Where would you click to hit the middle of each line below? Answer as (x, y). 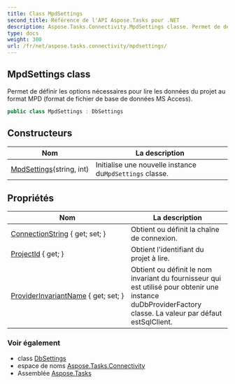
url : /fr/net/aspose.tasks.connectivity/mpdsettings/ (87, 46)
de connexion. (154, 238)
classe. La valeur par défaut (176, 313)
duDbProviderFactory (166, 304)
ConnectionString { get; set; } (58, 234)
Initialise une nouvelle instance (146, 165)
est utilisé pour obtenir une (175, 287)
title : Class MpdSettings (45, 14)
